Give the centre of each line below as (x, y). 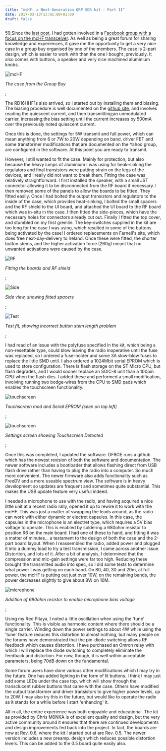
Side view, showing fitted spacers (40, 297)
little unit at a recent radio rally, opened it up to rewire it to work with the (79, 506)
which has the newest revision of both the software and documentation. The (83, 460)
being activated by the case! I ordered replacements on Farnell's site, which (83, 233)
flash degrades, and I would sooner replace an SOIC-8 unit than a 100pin (80, 372)
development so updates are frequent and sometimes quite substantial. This (83, 486)
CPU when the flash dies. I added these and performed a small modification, (83, 377)
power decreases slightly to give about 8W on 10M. (57, 580)
